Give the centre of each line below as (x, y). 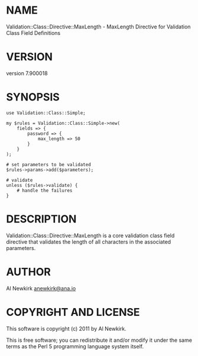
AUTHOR (29, 272)
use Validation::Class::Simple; (46, 113)
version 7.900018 (27, 73)
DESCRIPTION (41, 219)
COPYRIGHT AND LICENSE (73, 312)
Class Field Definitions (33, 33)
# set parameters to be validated (49, 164)
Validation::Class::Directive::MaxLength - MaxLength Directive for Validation (98, 27)
